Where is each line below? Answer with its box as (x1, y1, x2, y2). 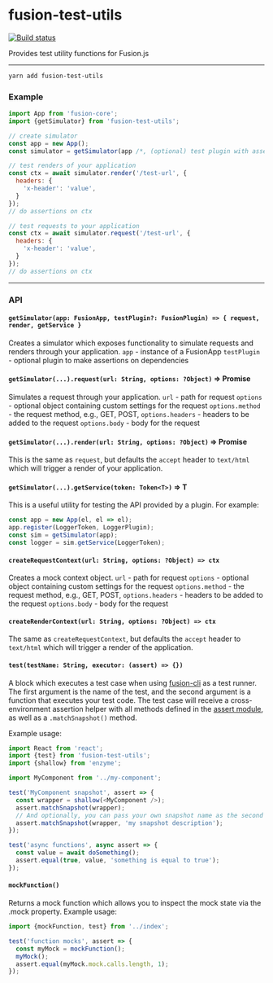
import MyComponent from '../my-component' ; (8, 774, 162, 783)
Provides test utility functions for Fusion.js (8, 48, 149, 58)
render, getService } (8, 322, 82, 330)
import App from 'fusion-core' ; (8, 110, 118, 118)
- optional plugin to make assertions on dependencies (8, 355, 189, 365)
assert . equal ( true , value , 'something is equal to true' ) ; (15, 857, 220, 865)
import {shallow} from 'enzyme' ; (8, 759, 122, 767)
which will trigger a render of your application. (8, 463, 163, 473)
